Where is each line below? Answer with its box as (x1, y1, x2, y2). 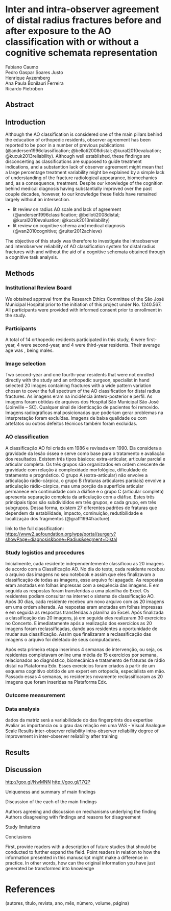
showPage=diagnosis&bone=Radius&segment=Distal (5, 536, 117, 542)
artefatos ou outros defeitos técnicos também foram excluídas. (5, 420, 138, 427)
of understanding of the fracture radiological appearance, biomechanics (5, 175, 157, 181)
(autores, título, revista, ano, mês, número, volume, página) (5, 900, 129, 906)
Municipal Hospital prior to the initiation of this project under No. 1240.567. (5, 301, 162, 307)
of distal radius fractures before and (5, 14, 162, 26)
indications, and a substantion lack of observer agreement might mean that (5, 164, 163, 170)
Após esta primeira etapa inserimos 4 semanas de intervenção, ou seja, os (5, 646, 162, 653)
